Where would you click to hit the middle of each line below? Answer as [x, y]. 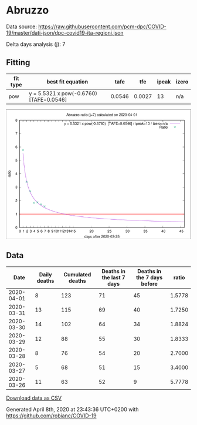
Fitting [18, 63]
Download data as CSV [34, 398]
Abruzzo [28, 10]
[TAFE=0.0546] [48, 99]
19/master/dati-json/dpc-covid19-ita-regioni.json [65, 32]
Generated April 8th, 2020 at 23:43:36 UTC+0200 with [72, 410]
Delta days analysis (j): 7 [36, 44]
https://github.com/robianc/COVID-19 [51, 416]
